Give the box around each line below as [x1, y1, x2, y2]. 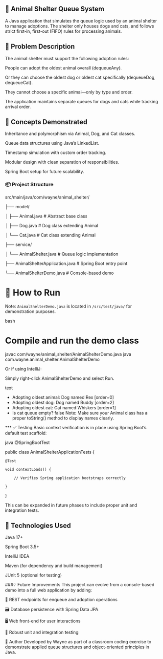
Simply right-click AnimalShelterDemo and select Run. [5, 375, 114, 381]
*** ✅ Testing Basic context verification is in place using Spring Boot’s [5, 424, 147, 430]
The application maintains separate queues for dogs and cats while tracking [5, 98, 158, 104]
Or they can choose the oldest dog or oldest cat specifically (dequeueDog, [5, 74, 156, 80]
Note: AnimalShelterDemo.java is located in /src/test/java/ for [5, 303, 132, 309]
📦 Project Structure [5, 181, 54, 188]
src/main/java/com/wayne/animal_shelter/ [5, 194, 90, 200]
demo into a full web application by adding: [5, 587, 92, 593]
